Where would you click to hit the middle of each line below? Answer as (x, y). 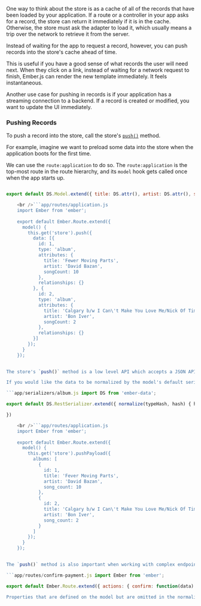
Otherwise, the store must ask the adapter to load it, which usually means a (99, 28)
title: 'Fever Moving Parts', (81, 475)
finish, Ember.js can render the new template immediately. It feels (87, 76)
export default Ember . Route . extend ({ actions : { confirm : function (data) (100, 586)
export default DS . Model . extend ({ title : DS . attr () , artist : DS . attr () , (99, 194)
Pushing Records (31, 122)
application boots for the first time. (49, 154)
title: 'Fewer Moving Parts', (81, 260)
